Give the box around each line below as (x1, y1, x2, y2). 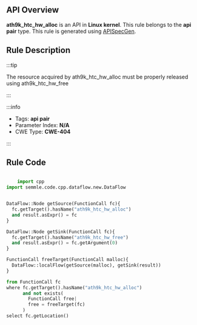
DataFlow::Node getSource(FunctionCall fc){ (6, 201, 121, 207)
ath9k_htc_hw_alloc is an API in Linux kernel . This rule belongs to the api (6, 21, 192, 28)
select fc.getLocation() (6, 313, 69, 319)
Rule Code (6, 158, 47, 168)
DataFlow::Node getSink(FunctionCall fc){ (6, 228, 115, 235)
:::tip (6, 61, 18, 69)
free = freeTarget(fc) (28, 301, 85, 308)
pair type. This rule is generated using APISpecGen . (6, 27, 136, 35)
